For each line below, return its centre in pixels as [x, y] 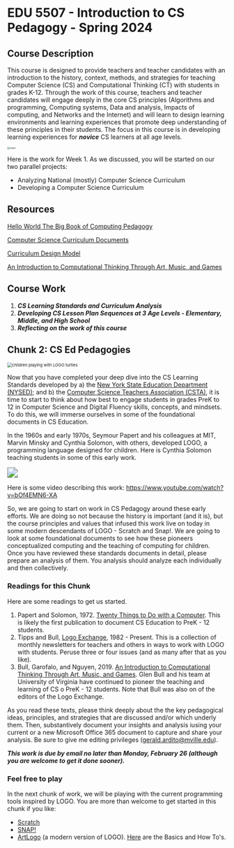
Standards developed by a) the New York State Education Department [108, 385]
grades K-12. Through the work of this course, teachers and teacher [104, 92]
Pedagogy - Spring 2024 [80, 28]
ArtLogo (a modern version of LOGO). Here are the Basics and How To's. [122, 837]
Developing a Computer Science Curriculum [80, 187]
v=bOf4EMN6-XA [32, 495]
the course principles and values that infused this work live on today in [109, 523]
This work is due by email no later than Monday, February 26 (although [112, 753]
